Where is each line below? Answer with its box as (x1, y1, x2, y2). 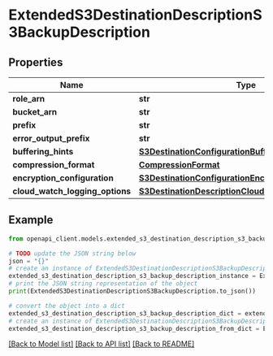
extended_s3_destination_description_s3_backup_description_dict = (8, 309, 242, 318)
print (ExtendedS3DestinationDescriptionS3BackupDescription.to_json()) (8, 287, 256, 296)
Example (8, 213, 54, 227)
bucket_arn (12, 106, 58, 117)
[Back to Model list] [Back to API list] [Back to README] (8, 339, 195, 349)
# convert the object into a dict (8, 302, 126, 310)
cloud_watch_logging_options (12, 185, 132, 197)
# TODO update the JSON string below (8, 250, 136, 258)
